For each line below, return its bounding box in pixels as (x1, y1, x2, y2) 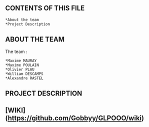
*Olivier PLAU (5, 67, 35, 72)
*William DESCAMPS (5, 71, 43, 76)
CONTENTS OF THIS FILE (5, 4, 85, 12)
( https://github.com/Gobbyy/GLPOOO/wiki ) (5, 114, 144, 122)
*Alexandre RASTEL (5, 75, 43, 80)
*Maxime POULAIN (5, 62, 39, 67)
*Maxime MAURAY (5, 58, 37, 63)
